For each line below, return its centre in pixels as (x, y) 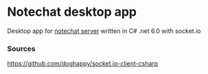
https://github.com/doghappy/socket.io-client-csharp (83, 64)
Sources (21, 49)
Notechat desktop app (72, 12)
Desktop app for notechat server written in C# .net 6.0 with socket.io (104, 31)
